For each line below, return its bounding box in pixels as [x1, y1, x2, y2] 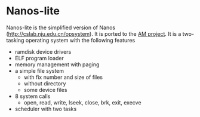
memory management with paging [14, 61, 100, 68]
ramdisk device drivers [14, 48, 72, 55]
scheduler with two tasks [14, 105, 77, 112]
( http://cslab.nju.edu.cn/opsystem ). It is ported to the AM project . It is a [6, 30, 181, 37]
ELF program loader [14, 54, 64, 61]
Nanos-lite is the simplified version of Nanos [6, 24, 115, 31]
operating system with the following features [25, 36, 136, 44]
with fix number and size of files [23, 73, 103, 81]
